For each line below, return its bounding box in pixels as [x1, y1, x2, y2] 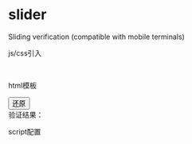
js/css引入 [8, 48, 42, 57]
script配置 [8, 126, 41, 136]
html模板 [8, 80, 37, 90]
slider [8, 6, 47, 24]
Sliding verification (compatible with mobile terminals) [8, 32, 185, 41]
